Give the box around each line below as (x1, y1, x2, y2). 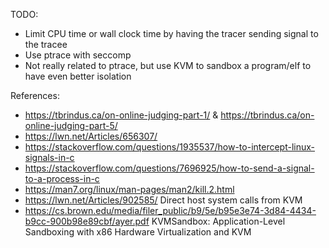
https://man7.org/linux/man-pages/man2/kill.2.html (24, 184, 235, 195)
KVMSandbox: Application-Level (151, 215, 286, 227)
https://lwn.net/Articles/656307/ (24, 130, 158, 142)
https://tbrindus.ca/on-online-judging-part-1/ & (24, 109, 219, 121)
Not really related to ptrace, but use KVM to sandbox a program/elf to (24, 60, 312, 71)
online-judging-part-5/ (24, 120, 118, 131)
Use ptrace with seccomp (24, 49, 132, 61)
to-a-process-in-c (24, 173, 100, 184)
